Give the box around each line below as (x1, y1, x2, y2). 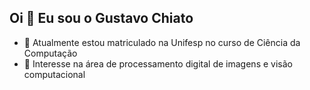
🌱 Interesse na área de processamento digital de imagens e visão (23, 57, 293, 70)
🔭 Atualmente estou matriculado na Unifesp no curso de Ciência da (23, 36, 301, 48)
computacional (23, 68, 86, 80)
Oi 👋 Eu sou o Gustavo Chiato (9, 10, 194, 27)
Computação (23, 47, 78, 59)
